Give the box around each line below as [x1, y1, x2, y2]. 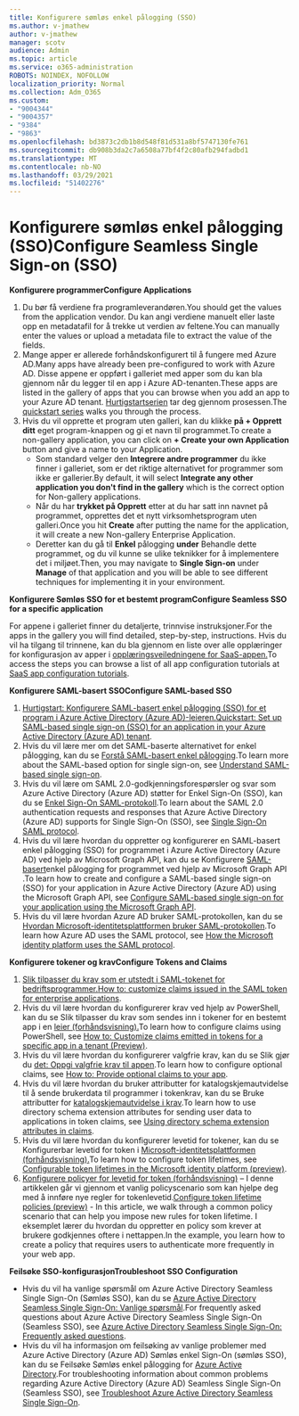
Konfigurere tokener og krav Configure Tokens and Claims [9, 957, 228, 967]
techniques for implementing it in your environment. [35, 577, 225, 588]
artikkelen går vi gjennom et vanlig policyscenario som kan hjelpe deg [21, 1182, 279, 1193]
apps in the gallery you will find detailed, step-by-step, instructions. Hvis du [9, 630, 287, 641]
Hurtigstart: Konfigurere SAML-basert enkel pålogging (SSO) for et [21, 703, 267, 713]
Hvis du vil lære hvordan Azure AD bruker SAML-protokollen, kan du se [21, 911, 283, 922]
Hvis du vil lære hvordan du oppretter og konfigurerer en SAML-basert [21, 836, 280, 846]
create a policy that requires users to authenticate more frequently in [21, 1239, 274, 1250]
